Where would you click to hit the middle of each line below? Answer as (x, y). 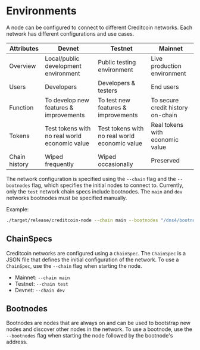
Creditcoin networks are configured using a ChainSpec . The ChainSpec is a (96, 253)
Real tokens (167, 124)
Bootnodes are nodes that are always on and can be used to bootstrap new (99, 323)
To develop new (67, 100)
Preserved (165, 160)
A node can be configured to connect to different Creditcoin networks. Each (99, 27)
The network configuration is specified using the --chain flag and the (91, 179)
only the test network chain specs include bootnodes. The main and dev (94, 191)
